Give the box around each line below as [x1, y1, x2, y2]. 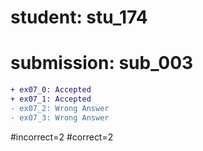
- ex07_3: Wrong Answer [10, 112, 110, 123]
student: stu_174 [10, 6, 148, 29]
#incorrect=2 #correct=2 [10, 131, 114, 143]
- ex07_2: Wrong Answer [10, 103, 110, 113]
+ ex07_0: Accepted [10, 85, 92, 95]
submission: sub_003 [10, 52, 194, 75]
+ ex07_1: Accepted [10, 94, 92, 104]
